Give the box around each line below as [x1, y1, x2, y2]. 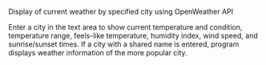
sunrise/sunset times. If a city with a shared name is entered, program [8, 39, 240, 49]
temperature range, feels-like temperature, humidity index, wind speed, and [8, 31, 258, 40]
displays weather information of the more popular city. [8, 48, 187, 57]
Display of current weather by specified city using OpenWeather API [8, 7, 234, 16]
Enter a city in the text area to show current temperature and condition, [8, 22, 243, 31]
